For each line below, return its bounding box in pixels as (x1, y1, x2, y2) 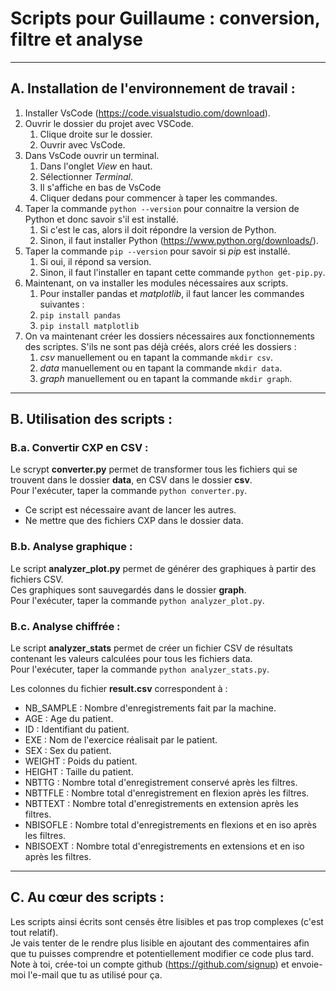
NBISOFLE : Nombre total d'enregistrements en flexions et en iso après (24, 819, 317, 831)
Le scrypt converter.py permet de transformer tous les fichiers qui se (10, 463, 298, 476)
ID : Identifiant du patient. (24, 723, 130, 736)
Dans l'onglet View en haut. (39, 160, 153, 172)
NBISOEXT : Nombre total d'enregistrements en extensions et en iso (24, 840, 305, 852)
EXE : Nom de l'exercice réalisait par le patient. (24, 734, 218, 746)
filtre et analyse (10, 28, 143, 51)
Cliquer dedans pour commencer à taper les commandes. (39, 192, 278, 204)
